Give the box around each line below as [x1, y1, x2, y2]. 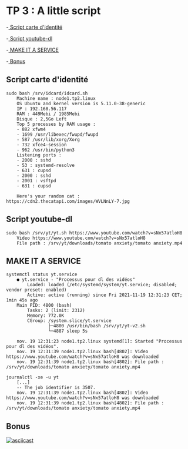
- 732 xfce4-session [16, 142, 67, 148]
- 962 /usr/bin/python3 [16, 147, 75, 153]
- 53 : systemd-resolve [16, 162, 75, 168]
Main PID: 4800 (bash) [16, 303, 72, 309]
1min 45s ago [6, 297, 38, 303]
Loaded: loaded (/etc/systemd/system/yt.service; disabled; [27, 282, 177, 288]
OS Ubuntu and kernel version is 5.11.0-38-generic [16, 100, 146, 106]
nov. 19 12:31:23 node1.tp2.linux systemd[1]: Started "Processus [16, 339, 183, 344]
